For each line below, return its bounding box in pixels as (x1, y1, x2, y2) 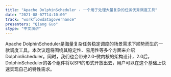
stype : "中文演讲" (5, 26, 42, 31)
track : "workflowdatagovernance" (5, 17, 77, 22)
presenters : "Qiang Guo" (5, 21, 58, 27)
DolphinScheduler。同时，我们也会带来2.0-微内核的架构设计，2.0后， (5, 54, 153, 60)
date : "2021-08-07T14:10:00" (5, 12, 67, 17)
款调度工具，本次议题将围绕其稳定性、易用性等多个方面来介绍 (5, 47, 135, 53)
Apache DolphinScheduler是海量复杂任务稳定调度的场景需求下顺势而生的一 (5, 41, 163, 47)
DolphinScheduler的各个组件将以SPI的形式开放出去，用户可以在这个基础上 (5, 60, 162, 66)
